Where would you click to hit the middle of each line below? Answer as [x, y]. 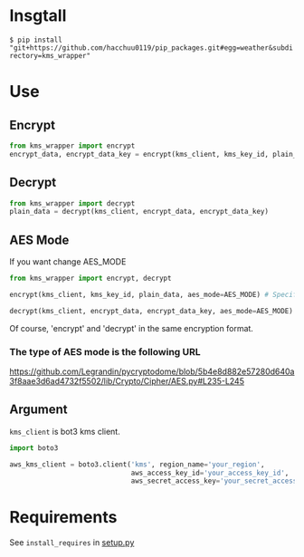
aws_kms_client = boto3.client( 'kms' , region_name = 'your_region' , [137, 464]
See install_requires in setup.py [72, 543]
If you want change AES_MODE [68, 262]
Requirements [63, 518]
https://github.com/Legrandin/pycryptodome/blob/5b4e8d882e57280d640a [152, 371]
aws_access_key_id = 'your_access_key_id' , [210, 473]
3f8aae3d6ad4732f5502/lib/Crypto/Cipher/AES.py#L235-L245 [127, 380]
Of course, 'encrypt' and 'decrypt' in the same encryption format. [131, 328]
